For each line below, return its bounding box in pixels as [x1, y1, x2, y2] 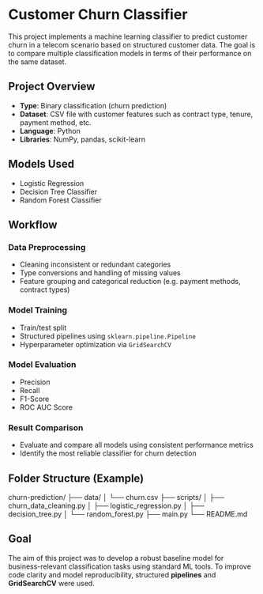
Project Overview [8, 80, 96, 93]
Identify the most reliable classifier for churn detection [19, 448, 197, 458]
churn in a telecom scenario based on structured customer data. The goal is [8, 40, 256, 49]
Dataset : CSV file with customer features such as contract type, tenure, [19, 109, 254, 119]
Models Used [8, 157, 75, 171]
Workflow [8, 218, 58, 231]
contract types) [19, 285, 70, 294]
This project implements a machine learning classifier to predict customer [8, 32, 248, 41]
